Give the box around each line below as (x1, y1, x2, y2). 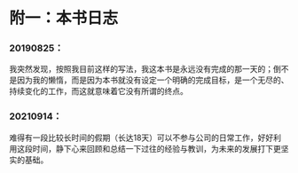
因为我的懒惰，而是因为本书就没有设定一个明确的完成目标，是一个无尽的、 (16, 75, 289, 85)
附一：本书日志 (9, 8, 119, 28)
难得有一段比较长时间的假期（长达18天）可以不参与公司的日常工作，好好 (9, 132, 274, 143)
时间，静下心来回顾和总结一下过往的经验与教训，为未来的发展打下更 (32, 143, 281, 153)
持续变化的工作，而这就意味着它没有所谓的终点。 (9, 86, 188, 97)
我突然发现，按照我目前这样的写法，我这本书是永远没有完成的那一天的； (9, 64, 273, 75)
